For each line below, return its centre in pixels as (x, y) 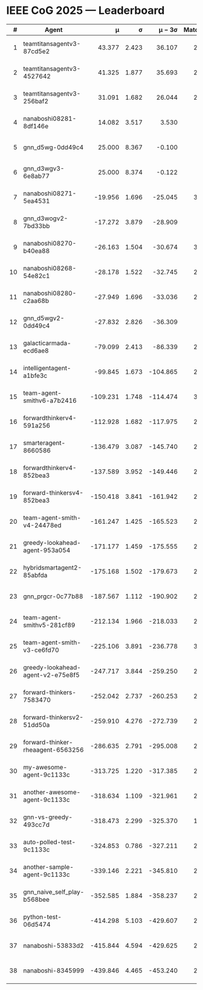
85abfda (35, 575)
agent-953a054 (47, 550)
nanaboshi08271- (50, 193)
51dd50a (37, 725)
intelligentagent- (47, 368)
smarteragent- (44, 443)
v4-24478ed (42, 525)
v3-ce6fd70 (41, 650)
